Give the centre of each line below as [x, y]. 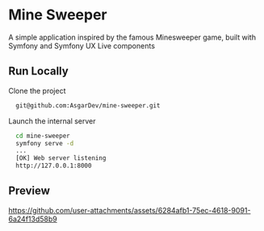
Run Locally [38, 71]
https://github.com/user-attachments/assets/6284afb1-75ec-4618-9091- [130, 210]
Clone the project [37, 90]
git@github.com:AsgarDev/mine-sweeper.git [88, 105]
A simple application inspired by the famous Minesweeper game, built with [132, 37]
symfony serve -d [45, 143]
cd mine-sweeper [43, 136]
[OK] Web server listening [61, 158]
